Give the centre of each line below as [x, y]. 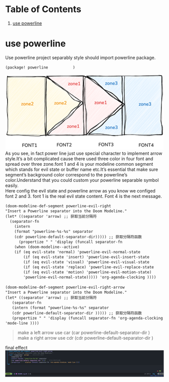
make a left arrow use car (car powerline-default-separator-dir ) [83, 332]
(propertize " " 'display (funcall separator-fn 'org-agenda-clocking [88, 318]
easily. [12, 185]
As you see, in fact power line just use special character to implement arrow [84, 153]
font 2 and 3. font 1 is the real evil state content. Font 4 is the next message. [84, 196]
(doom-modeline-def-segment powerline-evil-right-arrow [65, 287]
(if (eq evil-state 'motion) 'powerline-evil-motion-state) [88, 272]
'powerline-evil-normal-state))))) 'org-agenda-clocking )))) [90, 277]
